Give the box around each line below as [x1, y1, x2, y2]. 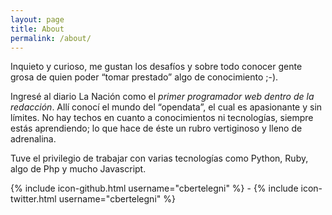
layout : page [10, 14, 65, 25]
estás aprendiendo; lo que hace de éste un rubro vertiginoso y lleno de [10, 122, 303, 135]
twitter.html [10, 193, 57, 205]
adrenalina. [10, 133, 57, 145]
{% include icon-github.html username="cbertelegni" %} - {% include [10, 182, 299, 195]
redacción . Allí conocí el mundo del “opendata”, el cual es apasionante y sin [10, 101, 323, 113]
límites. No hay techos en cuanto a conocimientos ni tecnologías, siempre [10, 112, 314, 124]
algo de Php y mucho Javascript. [10, 163, 147, 175]
